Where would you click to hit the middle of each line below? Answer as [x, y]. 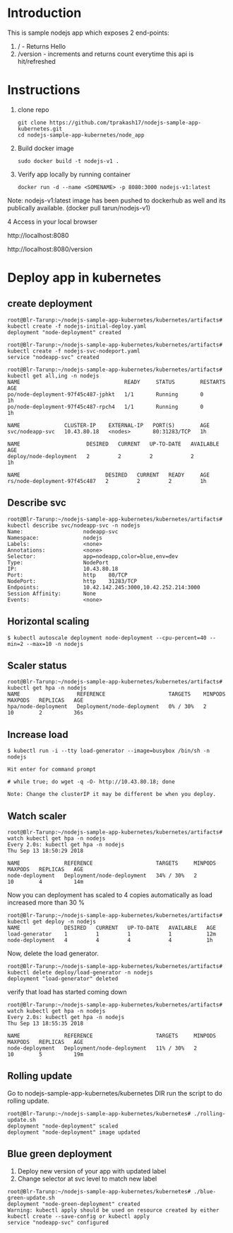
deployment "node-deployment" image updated [74, 1132]
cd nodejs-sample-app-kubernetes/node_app [81, 135]
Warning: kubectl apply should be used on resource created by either [113, 1210]
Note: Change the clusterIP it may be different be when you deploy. [112, 795]
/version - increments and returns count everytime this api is [106, 54]
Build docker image [46, 148]
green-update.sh [31, 1198]
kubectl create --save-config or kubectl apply [79, 1216]
